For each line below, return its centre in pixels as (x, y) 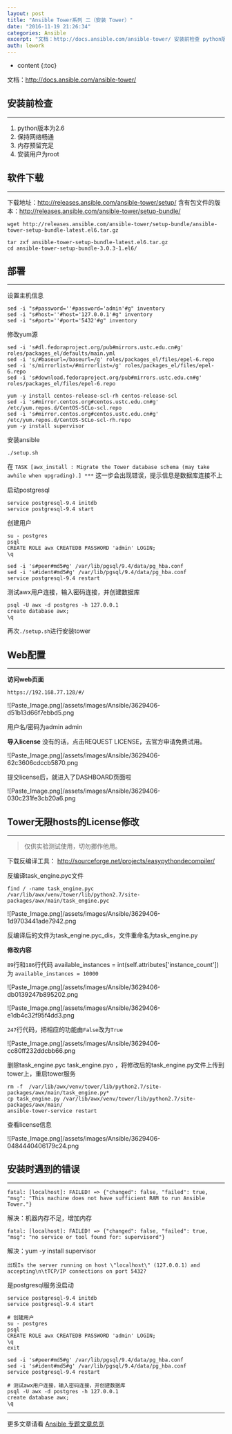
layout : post (26, 13)
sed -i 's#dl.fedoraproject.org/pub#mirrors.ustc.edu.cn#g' (96, 348)
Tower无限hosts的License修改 (73, 821)
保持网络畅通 (35, 136)
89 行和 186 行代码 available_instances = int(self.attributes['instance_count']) (113, 965)
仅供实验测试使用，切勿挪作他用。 (72, 846)
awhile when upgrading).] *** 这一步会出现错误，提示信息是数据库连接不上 (115, 475)
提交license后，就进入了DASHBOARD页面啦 (69, 777)
